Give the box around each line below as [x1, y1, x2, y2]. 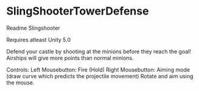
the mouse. [6, 79, 35, 86]
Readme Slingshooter [6, 24, 60, 32]
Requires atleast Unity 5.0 [6, 36, 71, 43]
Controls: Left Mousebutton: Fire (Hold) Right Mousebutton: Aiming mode [6, 66, 190, 73]
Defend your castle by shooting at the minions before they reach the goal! [6, 47, 192, 55]
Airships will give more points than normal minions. [6, 54, 134, 61]
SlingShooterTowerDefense [6, 4, 149, 18]
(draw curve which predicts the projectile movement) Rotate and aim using [6, 72, 194, 79]
